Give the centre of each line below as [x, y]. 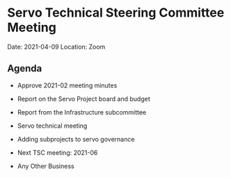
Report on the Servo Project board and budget [84, 99]
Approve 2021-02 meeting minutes [67, 85]
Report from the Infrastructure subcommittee [82, 112]
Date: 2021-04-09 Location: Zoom [56, 47]
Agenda [25, 68]
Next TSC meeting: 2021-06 [57, 152]
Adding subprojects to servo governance [76, 139]
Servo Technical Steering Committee [116, 13]
